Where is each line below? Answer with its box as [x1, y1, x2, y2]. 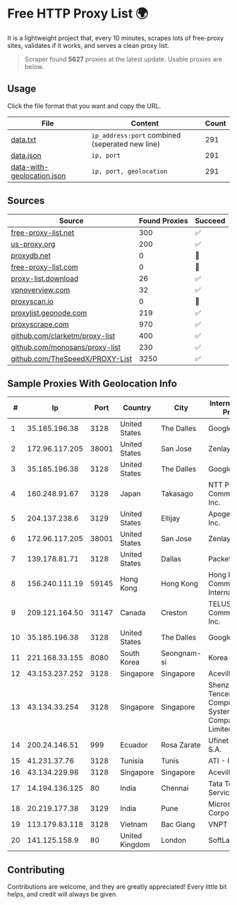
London [161, 835, 187, 845]
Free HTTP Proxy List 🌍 [7, 6, 149, 22]
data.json [11, 150, 42, 160]
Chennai [161, 784, 189, 794]
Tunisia [119, 756, 144, 766]
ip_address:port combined [91, 130, 181, 140]
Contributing [7, 863, 65, 875]
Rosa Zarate [161, 740, 201, 750]
